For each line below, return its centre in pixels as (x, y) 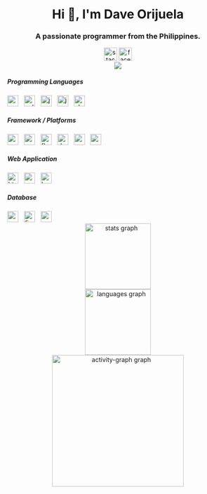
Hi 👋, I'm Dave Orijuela (118, 14)
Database (22, 197)
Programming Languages (46, 82)
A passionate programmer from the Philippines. (118, 36)
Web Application (32, 159)
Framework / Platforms (42, 120)
